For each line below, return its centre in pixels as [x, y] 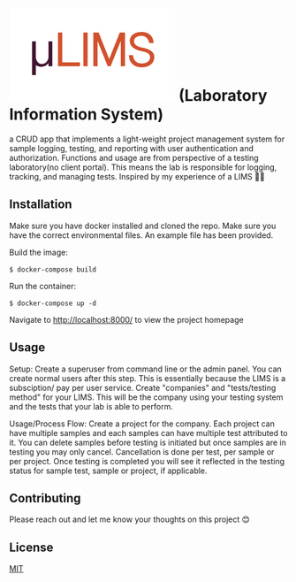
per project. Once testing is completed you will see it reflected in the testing [147, 461]
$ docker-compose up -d [53, 303]
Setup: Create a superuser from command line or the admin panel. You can [146, 369]
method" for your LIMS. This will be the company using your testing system [146, 397]
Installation [41, 205]
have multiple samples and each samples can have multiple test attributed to [148, 433]
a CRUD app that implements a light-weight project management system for [147, 139]
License [31, 547]
